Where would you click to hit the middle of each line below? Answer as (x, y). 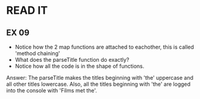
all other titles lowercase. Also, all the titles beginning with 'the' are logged (98, 84)
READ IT (27, 10)
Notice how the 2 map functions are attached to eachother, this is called (105, 47)
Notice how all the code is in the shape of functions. (80, 66)
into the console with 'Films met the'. (52, 90)
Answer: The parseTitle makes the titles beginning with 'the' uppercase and (100, 78)
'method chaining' (37, 53)
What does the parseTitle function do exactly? (72, 60)
